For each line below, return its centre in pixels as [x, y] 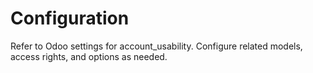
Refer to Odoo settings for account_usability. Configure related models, [156, 46]
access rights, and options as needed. [89, 56]
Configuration [70, 18]
